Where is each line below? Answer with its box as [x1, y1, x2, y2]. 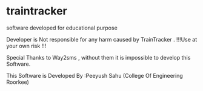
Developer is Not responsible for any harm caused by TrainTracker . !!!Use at [6, 36, 198, 43]
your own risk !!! [6, 42, 47, 49]
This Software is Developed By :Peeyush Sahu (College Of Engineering [6, 72, 183, 79]
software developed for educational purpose [6, 24, 118, 31]
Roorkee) [6, 78, 29, 86]
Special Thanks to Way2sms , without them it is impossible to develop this [6, 54, 191, 61]
